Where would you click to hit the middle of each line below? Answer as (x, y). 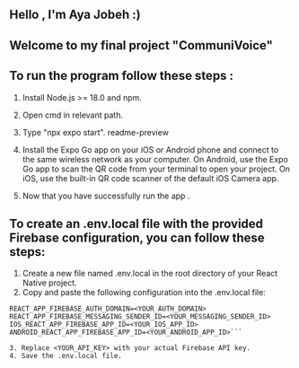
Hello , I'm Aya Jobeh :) (75, 15)
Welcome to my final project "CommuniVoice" (141, 45)
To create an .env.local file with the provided (136, 223)
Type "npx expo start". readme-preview (95, 132)
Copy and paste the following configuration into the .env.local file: (144, 293)
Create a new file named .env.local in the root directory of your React (150, 274)
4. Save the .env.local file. (66, 356)
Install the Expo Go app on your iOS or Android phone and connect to (150, 149)
